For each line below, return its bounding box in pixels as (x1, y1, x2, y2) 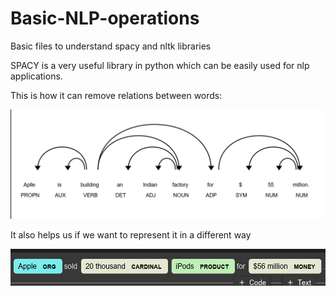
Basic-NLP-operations (10, 7, 200, 30)
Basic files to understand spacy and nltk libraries (10, 40, 212, 52)
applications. (10, 70, 63, 82)
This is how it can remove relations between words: (10, 89, 223, 101)
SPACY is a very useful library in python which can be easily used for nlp (10, 59, 310, 71)
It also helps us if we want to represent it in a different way (10, 229, 252, 241)
